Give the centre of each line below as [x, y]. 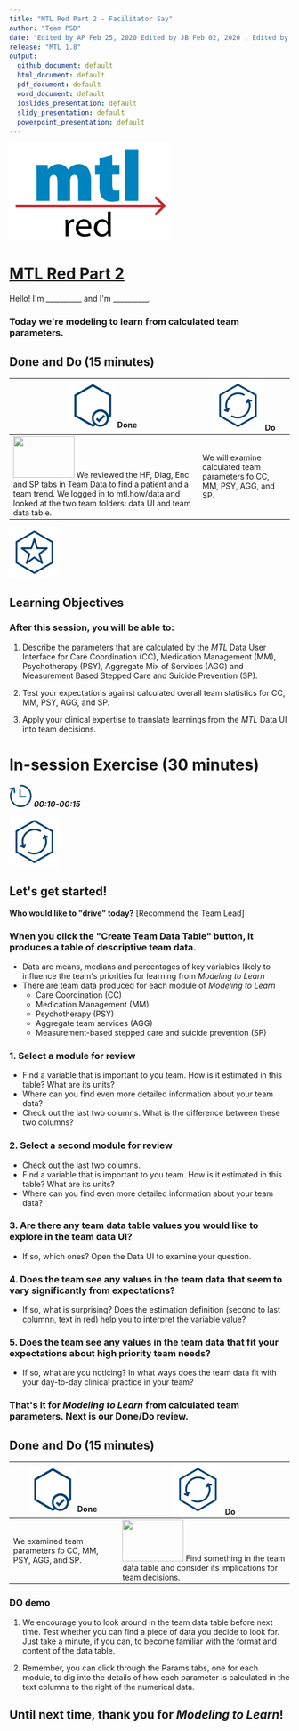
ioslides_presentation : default [77, 103]
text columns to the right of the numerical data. [108, 1687]
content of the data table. [69, 1650]
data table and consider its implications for [200, 1567]
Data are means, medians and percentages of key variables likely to [146, 967]
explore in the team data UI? [71, 1237]
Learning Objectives [67, 602]
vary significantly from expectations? [92, 1290]
